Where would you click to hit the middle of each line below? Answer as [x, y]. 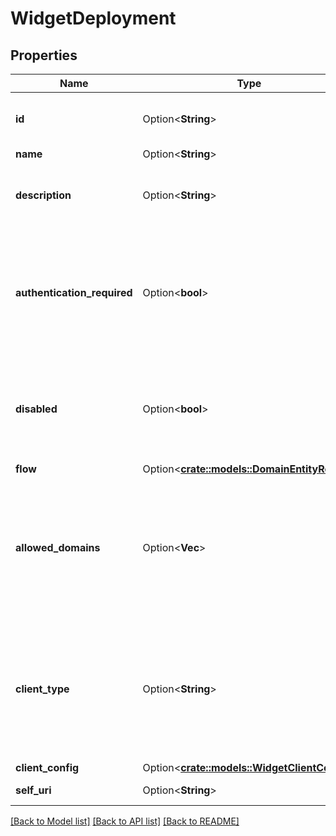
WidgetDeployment [93, 18]
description [43, 195]
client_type [42, 689]
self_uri [33, 790]
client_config [47, 767]
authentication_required [74, 292]
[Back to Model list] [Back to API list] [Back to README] [125, 821]
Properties [44, 55]
